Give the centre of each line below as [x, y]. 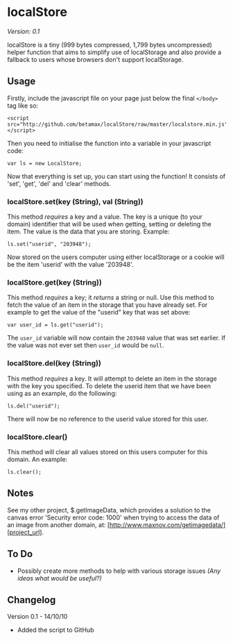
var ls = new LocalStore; [44, 163]
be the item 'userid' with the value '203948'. [70, 265]
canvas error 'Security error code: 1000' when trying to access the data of [113, 517]
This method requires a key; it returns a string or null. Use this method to [111, 298]
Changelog [32, 600]
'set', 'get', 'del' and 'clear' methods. [59, 183]
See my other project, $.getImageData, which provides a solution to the [109, 510]
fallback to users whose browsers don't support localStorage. [95, 59]
